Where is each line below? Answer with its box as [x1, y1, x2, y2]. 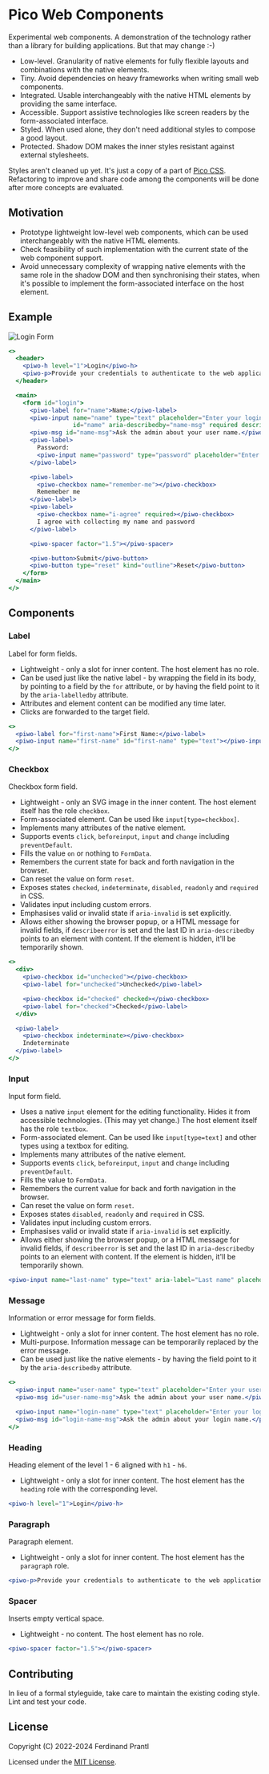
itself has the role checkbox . [19, 806, 110, 816]
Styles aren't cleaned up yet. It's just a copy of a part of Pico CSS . [8, 165, 227, 175]
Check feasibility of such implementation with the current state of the [19, 244, 249, 254]
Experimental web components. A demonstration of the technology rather [8, 32, 251, 42]
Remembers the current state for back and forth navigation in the [19, 857, 235, 867]
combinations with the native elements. [19, 64, 150, 74]
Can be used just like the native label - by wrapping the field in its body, [19, 673, 256, 682]
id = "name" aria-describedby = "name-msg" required [72, 421, 239, 429]
